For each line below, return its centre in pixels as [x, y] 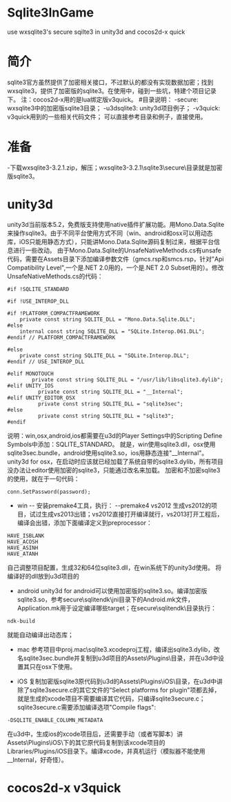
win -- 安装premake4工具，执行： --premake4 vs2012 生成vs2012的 [114, 505]
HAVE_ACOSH [23, 542]
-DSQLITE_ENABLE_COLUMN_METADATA [55, 720]
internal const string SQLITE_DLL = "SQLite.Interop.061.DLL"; [112, 331]
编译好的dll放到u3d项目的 [43, 576]
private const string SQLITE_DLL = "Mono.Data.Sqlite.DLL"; [108, 319]
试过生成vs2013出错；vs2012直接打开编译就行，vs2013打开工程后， [126, 514]
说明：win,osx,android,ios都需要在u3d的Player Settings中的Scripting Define [115, 435]
